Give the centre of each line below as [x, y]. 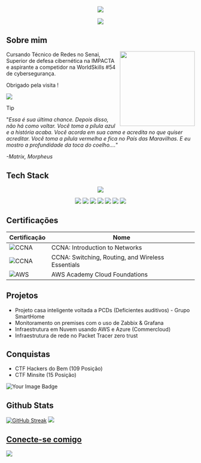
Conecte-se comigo [44, 439]
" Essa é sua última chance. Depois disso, [57, 120]
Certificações [32, 220]
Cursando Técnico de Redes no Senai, [53, 54]
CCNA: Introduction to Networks [97, 247]
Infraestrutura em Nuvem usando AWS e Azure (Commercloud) [93, 329]
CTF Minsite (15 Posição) [45, 375]
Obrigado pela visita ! [32, 85]
